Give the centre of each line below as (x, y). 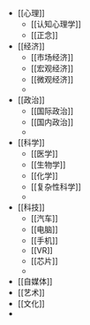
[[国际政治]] (52, 111)
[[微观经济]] (52, 79)
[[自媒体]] (35, 281)
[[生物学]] (48, 165)
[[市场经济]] (52, 57)
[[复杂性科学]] (56, 187)
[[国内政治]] (52, 122)
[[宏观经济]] (52, 68)
